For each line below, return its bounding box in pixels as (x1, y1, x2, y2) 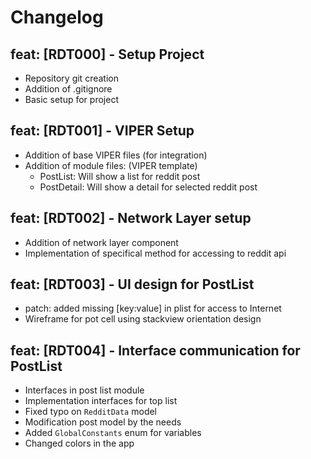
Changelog (10, 6, 104, 29)
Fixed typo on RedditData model (24, 406, 158, 418)
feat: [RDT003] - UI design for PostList (10, 276, 255, 293)
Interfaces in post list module (24, 384, 145, 396)
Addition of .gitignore (24, 83, 113, 95)
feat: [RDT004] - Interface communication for (10, 342, 301, 359)
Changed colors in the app (24, 437, 135, 450)
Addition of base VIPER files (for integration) (24, 149, 208, 161)
